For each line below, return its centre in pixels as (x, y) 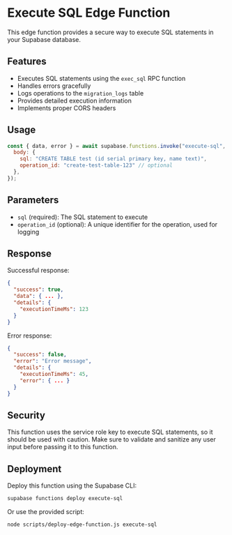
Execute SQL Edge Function (89, 13)
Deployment (34, 469)
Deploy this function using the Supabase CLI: (72, 485)
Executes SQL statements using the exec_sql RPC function (101, 78)
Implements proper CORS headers (67, 108)
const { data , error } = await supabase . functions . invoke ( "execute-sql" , (117, 146)
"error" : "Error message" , (53, 361)
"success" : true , (39, 290)
